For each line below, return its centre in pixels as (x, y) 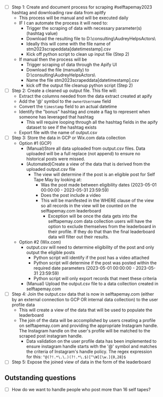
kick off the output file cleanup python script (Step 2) (80, 86)
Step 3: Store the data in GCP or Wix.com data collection (69, 138)
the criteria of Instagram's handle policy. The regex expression (89, 351)
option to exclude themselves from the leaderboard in (102, 227)
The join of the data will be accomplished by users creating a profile (87, 321)
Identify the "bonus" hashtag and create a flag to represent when (84, 112)
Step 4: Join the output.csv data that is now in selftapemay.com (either (83, 294)
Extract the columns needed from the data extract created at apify (85, 96)
